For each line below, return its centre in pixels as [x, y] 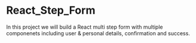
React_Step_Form [51, 10]
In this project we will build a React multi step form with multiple [85, 27]
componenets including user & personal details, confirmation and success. [98, 33]
